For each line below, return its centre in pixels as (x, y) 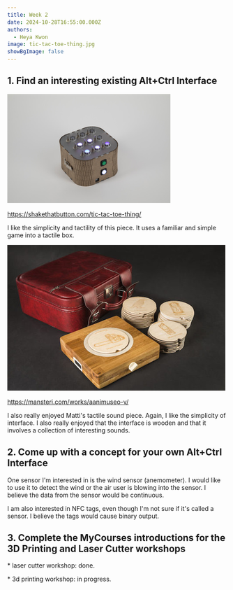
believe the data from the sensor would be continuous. (86, 495)
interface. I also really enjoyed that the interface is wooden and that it (107, 423)
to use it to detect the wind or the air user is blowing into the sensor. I (107, 487)
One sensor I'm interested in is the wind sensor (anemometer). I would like (114, 480)
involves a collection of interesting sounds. (69, 430)
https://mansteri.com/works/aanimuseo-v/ (68, 402)
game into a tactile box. (41, 235)
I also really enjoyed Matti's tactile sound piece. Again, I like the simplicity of (117, 415)
